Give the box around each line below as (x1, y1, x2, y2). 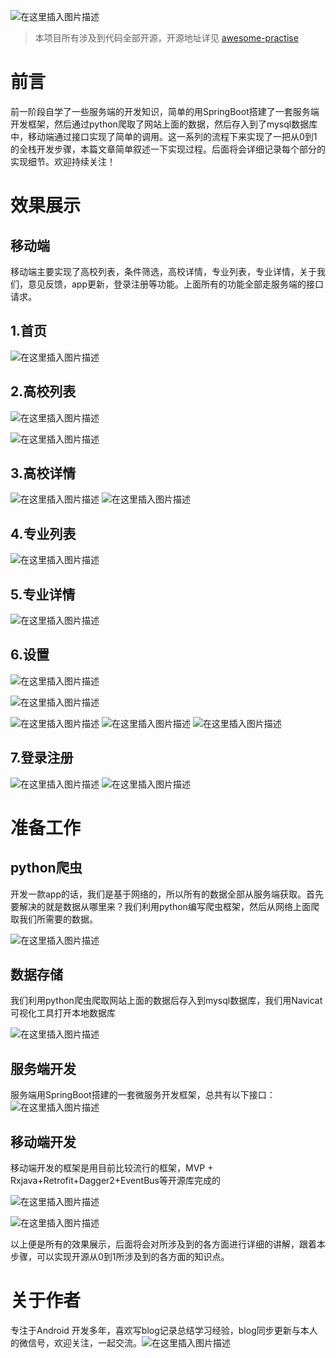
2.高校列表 (10, 383, 77, 400)
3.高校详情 (10, 465, 77, 482)
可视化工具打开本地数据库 (10, 1007, 116, 1019)
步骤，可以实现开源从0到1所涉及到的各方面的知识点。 (10, 1251, 230, 1263)
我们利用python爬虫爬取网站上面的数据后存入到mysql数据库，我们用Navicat (10, 995, 323, 1007)
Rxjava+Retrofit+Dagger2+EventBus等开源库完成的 (10, 1175, 221, 1187)
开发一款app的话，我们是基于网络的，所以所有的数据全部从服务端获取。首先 (10, 888, 325, 900)
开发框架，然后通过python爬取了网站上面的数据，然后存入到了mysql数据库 (10, 118, 318, 130)
